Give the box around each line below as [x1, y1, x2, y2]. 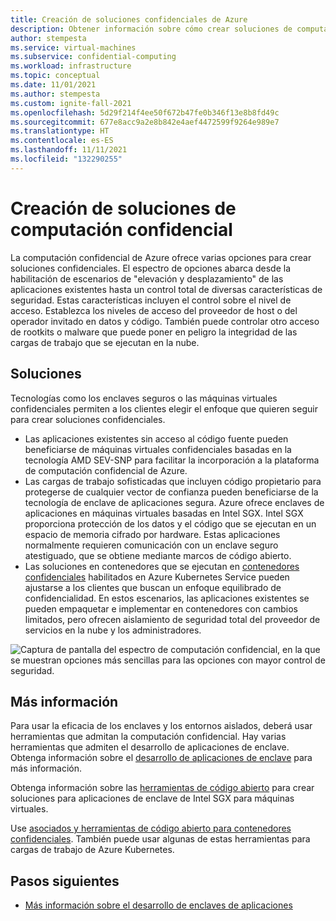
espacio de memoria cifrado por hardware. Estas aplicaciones [24, 528, 281, 540]
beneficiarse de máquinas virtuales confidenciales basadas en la [24, 443, 292, 455]
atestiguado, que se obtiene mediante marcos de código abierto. [24, 549, 292, 561]
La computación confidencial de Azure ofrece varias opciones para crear [10, 251, 312, 263]
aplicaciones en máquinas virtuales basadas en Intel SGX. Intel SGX [24, 507, 304, 519]
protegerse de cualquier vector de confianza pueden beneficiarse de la [24, 486, 319, 498]
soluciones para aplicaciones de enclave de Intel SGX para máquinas [10, 792, 295, 805]
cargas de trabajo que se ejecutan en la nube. [10, 336, 200, 348]
